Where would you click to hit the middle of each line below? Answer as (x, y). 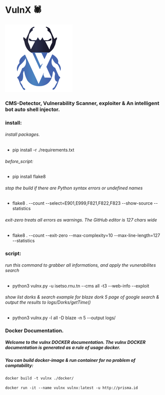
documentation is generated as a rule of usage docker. (63, 347)
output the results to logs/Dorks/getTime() (48, 302)
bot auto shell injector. (33, 109)
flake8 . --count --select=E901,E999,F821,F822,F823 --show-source (82, 203)
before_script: (19, 161)
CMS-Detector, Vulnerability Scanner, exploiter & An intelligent (82, 103)
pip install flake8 (29, 176)
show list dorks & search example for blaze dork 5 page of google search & (82, 297)
